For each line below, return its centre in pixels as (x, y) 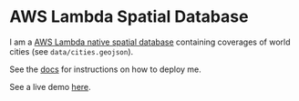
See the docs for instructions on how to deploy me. (106, 69)
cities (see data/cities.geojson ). (72, 51)
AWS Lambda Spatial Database (129, 17)
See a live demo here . (50, 86)
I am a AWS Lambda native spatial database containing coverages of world (150, 42)
